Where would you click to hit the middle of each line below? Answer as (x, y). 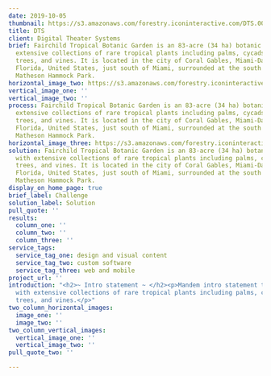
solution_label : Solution (52, 203)
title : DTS (27, 31)
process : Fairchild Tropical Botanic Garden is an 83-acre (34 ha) (124, 105)
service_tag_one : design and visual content (92, 255)
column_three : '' (45, 241)
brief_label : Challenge (48, 195)
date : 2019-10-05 (38, 16)
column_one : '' (41, 225)
